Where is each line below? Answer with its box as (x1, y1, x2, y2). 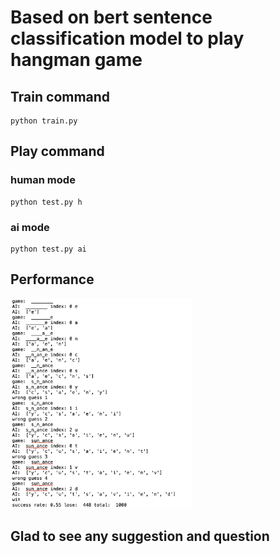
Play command (10, 143, 105, 160)
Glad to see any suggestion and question (10, 528, 270, 545)
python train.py (10, 116, 78, 126)
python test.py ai (10, 244, 87, 254)
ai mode (10, 220, 50, 234)
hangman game (10, 49, 143, 71)
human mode (10, 173, 76, 187)
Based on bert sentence (10, 6, 213, 29)
